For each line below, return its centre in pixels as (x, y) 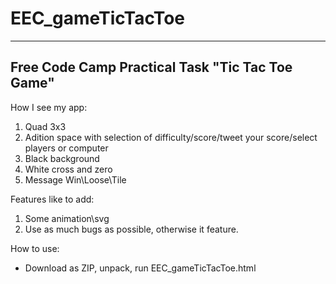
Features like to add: (52, 199)
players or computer (66, 148)
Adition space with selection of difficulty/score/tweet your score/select (171, 137)
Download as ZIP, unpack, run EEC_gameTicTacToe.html (140, 268)
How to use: (35, 248)
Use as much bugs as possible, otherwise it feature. (131, 229)
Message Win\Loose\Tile (75, 179)
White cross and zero (68, 169)
